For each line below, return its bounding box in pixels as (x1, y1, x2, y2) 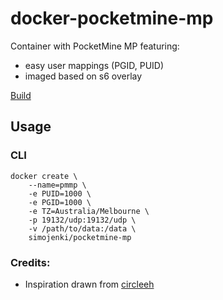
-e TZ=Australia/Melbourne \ (28, 206, 150, 216)
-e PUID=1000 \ (28, 188, 92, 199)
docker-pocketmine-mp (10, 7, 214, 30)
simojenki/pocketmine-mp (28, 232, 132, 242)
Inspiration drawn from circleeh (24, 278, 155, 290)
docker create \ (10, 171, 78, 181)
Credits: (10, 255, 51, 269)
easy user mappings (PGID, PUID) (24, 59, 165, 71)
